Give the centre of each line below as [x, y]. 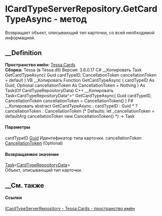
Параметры [18, 127]
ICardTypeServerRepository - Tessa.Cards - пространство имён [70, 208]
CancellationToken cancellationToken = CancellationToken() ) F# [69, 101]
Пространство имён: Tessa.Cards [40, 64]
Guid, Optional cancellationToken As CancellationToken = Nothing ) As [75, 85]
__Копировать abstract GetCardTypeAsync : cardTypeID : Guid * [70, 106]
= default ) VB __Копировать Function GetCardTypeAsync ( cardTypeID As [80, 80]
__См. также [25, 185]
